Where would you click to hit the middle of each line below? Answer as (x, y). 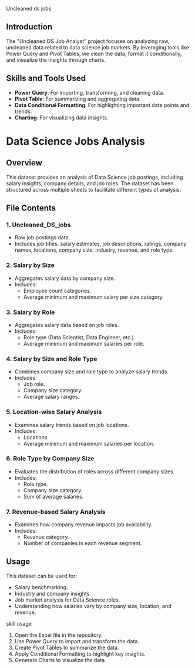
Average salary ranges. (51, 397)
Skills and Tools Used (46, 79)
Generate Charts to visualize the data (60, 660)
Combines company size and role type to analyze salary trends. (92, 372)
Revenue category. (46, 537)
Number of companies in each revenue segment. (83, 543)
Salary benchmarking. (41, 587)
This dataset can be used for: (42, 576)
